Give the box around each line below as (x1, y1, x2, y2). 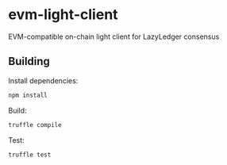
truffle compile (8, 121, 62, 129)
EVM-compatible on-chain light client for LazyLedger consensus (8, 32, 220, 41)
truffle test (8, 151, 52, 159)
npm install (8, 91, 48, 99)
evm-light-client (8, 6, 118, 24)
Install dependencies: (8, 75, 79, 85)
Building (8, 55, 50, 68)
